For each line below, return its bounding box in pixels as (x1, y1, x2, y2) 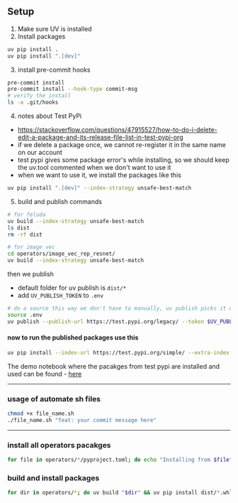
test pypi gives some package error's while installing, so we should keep (17, 156, 229, 164)
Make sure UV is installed (17, 24, 92, 33)
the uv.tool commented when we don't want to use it (17, 163, 171, 172)
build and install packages (7, 472, 100, 482)
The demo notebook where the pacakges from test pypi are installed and (7, 362, 220, 370)
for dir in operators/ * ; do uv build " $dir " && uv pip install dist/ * (7, 490, 220, 497)
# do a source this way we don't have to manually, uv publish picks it (7, 305, 227, 312)
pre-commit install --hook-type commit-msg (7, 85, 138, 93)
